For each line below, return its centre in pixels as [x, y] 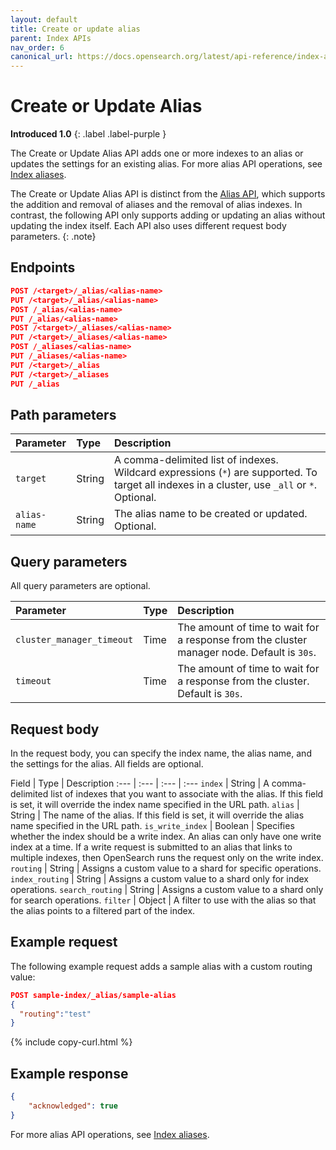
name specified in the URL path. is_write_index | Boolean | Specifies [152, 825]
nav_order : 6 [37, 47]
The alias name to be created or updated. [210, 514]
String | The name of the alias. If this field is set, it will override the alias [157, 815]
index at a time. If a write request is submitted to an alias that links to [151, 847]
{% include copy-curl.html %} [71, 1042]
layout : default [44, 19]
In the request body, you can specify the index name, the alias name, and [161, 753]
